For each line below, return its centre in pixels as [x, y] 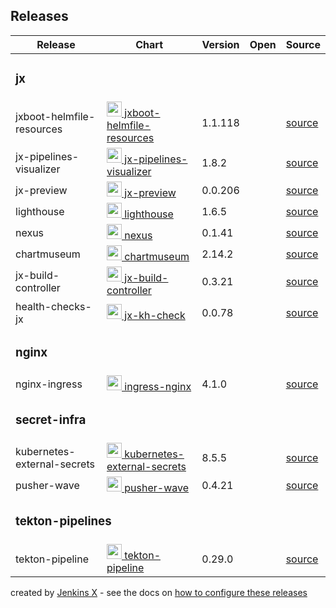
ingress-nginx [158, 386]
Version [220, 44]
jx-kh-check [155, 315]
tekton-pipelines [63, 521]
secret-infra [51, 420]
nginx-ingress [49, 384]
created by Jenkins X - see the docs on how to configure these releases [159, 592]
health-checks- [53, 306]
